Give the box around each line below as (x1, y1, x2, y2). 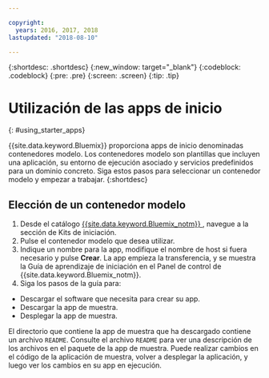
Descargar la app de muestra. (19, 303, 118, 312)
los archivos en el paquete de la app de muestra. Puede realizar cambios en (8, 344, 259, 353)
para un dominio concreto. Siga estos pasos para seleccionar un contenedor (8, 166, 261, 176)
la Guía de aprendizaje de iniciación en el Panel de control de (19, 261, 222, 272)
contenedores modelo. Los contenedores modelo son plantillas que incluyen (8, 149, 260, 159)
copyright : (8, 18, 45, 26)
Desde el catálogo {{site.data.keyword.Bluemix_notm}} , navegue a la (19, 219, 249, 229)
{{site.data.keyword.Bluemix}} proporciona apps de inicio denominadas (8, 141, 244, 150)
